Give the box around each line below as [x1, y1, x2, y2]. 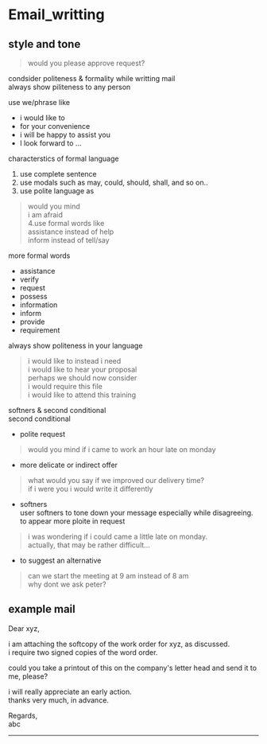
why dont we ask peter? [27, 579, 106, 589]
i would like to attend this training [27, 390, 137, 399]
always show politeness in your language [8, 341, 143, 350]
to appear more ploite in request [19, 516, 126, 526]
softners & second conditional [8, 406, 106, 415]
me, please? [8, 671, 48, 681]
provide [19, 317, 45, 326]
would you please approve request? [27, 58, 145, 68]
